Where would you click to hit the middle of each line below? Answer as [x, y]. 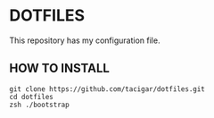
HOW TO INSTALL [59, 68]
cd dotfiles [31, 97]
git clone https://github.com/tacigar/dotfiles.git [107, 89]
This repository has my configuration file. [85, 40]
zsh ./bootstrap [39, 105]
